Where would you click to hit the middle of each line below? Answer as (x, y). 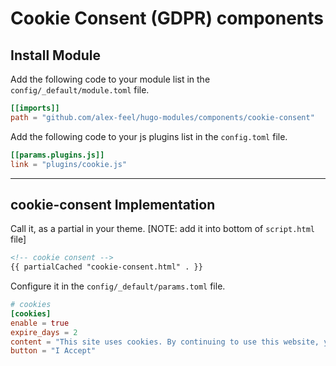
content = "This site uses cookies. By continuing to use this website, (165, 342)
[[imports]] (35, 108)
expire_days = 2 (44, 332)
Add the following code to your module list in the (110, 79)
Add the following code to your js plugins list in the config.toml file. (149, 136)
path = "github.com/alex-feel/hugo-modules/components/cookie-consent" (162, 117)
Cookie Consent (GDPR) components (167, 18)
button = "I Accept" (53, 351)
